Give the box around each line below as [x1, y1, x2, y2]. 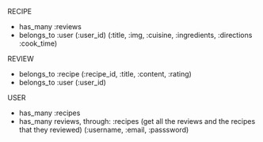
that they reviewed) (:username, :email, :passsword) [18, 125, 189, 134]
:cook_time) [18, 39, 58, 48]
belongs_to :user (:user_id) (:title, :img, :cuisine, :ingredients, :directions [18, 31, 253, 39]
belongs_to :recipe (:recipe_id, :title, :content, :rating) [18, 69, 192, 78]
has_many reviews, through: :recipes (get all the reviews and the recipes [18, 117, 256, 125]
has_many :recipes [18, 108, 81, 118]
